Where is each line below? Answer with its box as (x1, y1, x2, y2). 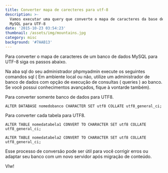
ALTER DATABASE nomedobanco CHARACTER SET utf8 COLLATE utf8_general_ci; (5, 103, 162, 109)
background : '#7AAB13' (5, 40, 52, 45)
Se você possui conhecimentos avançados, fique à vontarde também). (5, 84, 151, 90)
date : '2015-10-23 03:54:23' (5, 26, 66, 31)
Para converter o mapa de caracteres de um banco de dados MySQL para (5, 53, 157, 59)
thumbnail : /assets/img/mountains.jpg (5, 30, 86, 35)
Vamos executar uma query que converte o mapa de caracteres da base (9, 16, 157, 21)
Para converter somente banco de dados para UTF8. (5, 94, 114, 100)
